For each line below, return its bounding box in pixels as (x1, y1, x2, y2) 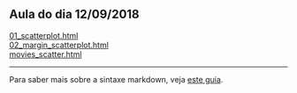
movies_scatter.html (9, 48, 82, 60)
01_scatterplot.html (9, 30, 79, 40)
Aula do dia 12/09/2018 (9, 7, 140, 22)
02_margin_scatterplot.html (9, 39, 109, 50)
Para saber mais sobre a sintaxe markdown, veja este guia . (9, 74, 224, 84)
